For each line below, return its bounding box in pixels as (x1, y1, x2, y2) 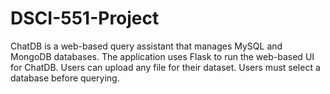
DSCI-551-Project (10, 7, 160, 30)
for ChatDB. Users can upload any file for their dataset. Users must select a (10, 61, 321, 73)
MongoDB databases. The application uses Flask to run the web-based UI (10, 50, 315, 62)
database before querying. (10, 72, 120, 84)
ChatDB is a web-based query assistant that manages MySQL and (10, 40, 283, 52)
